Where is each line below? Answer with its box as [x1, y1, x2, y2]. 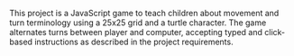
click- [264, 27, 286, 37]
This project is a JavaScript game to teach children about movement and [9, 8, 280, 18]
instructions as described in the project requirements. [34, 36, 234, 47]
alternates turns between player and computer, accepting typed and [9, 27, 263, 37]
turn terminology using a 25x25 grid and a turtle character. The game [9, 17, 267, 28]
